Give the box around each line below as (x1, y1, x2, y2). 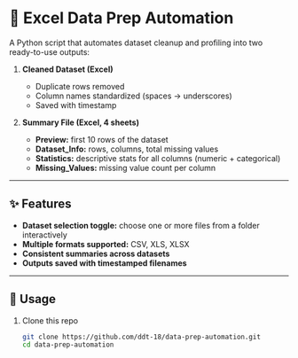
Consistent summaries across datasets (21, 248, 170, 259)
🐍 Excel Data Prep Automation (9, 8, 234, 28)
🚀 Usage (9, 292, 56, 307)
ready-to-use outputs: (9, 46, 90, 57)
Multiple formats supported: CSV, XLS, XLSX (21, 238, 190, 249)
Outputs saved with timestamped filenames (21, 257, 188, 268)
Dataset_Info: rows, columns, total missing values (35, 144, 219, 154)
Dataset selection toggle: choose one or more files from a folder (21, 220, 260, 230)
